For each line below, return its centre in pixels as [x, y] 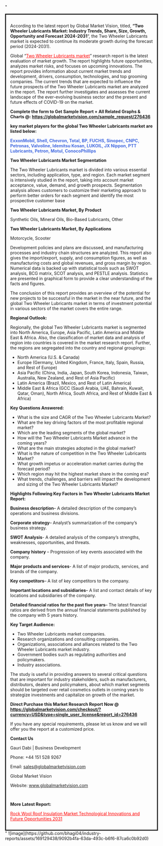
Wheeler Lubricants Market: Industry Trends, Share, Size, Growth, [78, 31]
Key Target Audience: [33, 624]
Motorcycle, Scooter [31, 238]
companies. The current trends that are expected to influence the [75, 81]
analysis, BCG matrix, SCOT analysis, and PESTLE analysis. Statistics [79, 273]
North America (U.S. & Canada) [49, 357]
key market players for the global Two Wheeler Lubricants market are [81, 126]
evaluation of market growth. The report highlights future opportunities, [81, 61]
